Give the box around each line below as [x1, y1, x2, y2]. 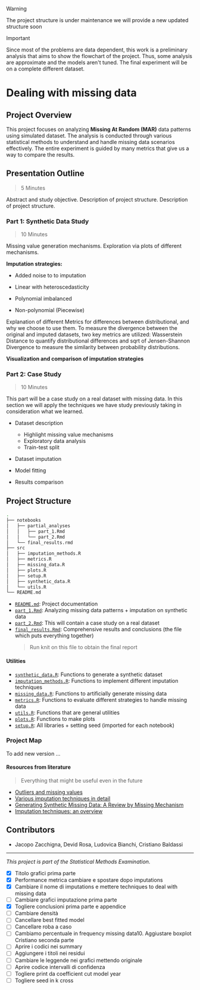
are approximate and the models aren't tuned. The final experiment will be [6, 59, 187, 66]
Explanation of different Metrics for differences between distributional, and [6, 318, 189, 325]
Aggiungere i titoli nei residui [14, 950, 85, 957]
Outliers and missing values [14, 789, 83, 796]
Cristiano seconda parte [14, 937, 74, 944]
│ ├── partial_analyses [6, 522, 70, 528]
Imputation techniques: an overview [14, 808, 103, 815]
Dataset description [14, 420, 64, 427]
